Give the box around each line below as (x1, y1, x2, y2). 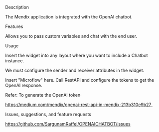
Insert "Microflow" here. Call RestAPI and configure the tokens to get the (5, 77, 155, 83)
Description (5, 4, 29, 10)
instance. (5, 58, 24, 64)
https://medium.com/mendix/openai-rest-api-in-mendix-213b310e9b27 (5, 102, 152, 108)
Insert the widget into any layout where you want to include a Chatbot (5, 52, 148, 58)
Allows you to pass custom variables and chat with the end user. (5, 33, 138, 39)
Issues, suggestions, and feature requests (5, 112, 91, 117)
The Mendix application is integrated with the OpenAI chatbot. (5, 14, 133, 19)
